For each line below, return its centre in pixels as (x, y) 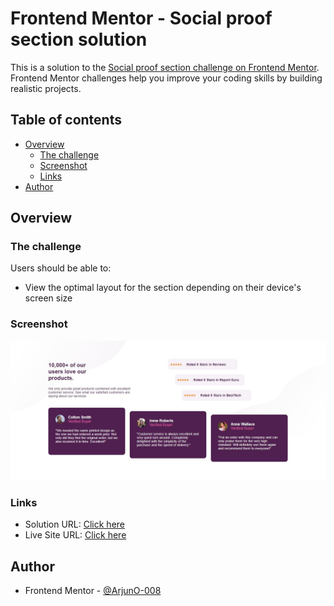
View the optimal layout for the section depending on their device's (163, 288)
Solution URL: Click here (75, 524)
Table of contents (66, 120)
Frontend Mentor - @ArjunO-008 (93, 591)
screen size (48, 298)
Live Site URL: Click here (75, 535)
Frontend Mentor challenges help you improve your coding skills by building (166, 78)
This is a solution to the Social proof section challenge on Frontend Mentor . (165, 67)
